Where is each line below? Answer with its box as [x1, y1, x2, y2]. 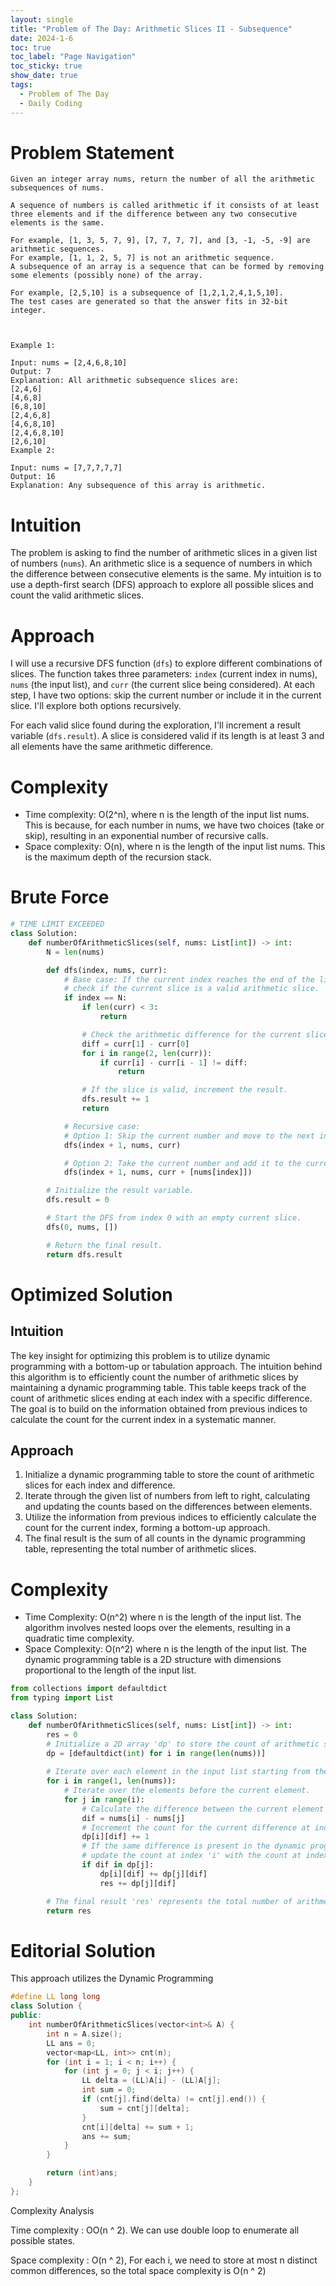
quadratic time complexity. [24, 1632, 135, 1645]
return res [46, 1906, 92, 1916]
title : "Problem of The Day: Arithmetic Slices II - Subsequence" [10, 24, 293, 34]
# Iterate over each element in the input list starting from [46, 1767, 311, 1777]
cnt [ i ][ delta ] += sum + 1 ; [81, 2122, 195, 2132]
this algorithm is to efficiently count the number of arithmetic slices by [10, 1371, 299, 1383]
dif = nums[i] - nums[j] [81, 1813, 186, 1823]
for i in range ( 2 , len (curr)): [81, 1048, 213, 1058]
